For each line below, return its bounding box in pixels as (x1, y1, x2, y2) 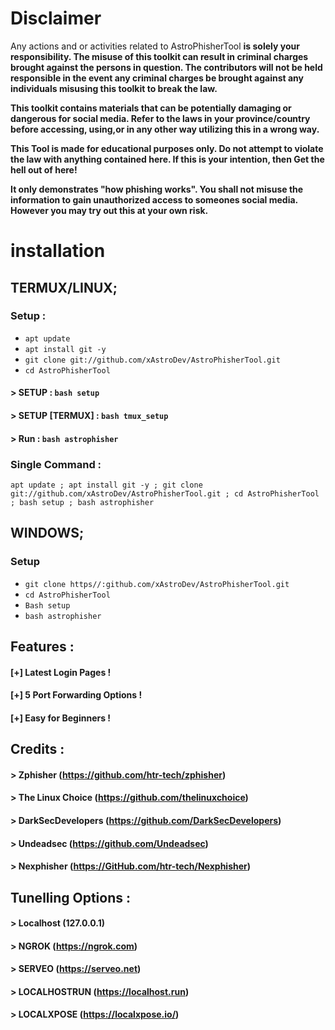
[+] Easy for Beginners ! (10, 712, 112, 724)
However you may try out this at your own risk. (10, 204, 209, 216)
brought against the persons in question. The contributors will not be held (10, 61, 323, 73)
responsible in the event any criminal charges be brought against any (10, 72, 305, 84)
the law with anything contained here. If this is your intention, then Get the (10, 153, 325, 165)
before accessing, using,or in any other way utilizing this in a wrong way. (10, 123, 320, 135)
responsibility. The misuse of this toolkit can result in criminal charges (10, 50, 309, 62)
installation (10, 240, 106, 262)
